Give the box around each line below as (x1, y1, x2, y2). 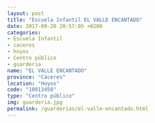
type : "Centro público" (7, 93, 75, 100)
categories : (7, 29, 41, 36)
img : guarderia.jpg (7, 99, 63, 106)
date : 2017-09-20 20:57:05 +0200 (7, 23, 103, 29)
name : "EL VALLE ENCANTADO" (7, 67, 88, 74)
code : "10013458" (7, 86, 57, 93)
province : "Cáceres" (7, 73, 67, 81)
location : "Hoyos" (7, 80, 60, 87)
